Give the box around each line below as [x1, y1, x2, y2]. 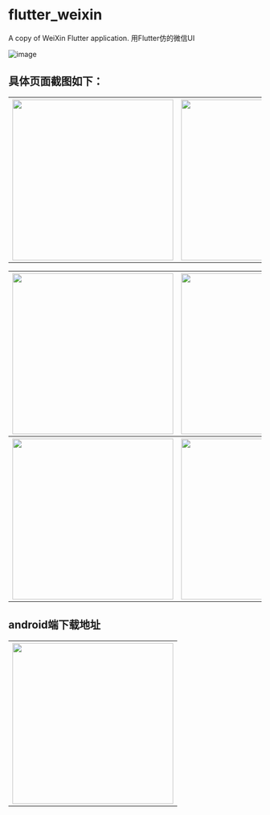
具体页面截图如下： [8, 75, 104, 88]
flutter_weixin [8, 6, 103, 24]
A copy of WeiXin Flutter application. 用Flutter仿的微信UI [8, 33, 195, 43]
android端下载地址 [8, 618, 101, 632]
